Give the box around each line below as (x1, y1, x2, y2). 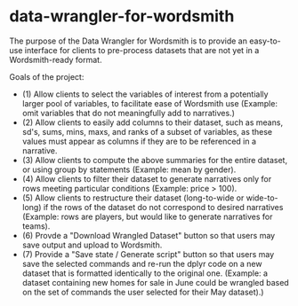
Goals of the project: (9, 71, 85, 82)
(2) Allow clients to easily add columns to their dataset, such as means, (21, 117, 283, 128)
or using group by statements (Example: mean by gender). (21, 164, 237, 175)
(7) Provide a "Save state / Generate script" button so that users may (21, 248, 275, 259)
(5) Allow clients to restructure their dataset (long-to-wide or (21, 192, 245, 203)
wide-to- (246, 192, 278, 203)
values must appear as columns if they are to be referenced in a (21, 136, 256, 146)
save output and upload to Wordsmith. (21, 239, 163, 250)
